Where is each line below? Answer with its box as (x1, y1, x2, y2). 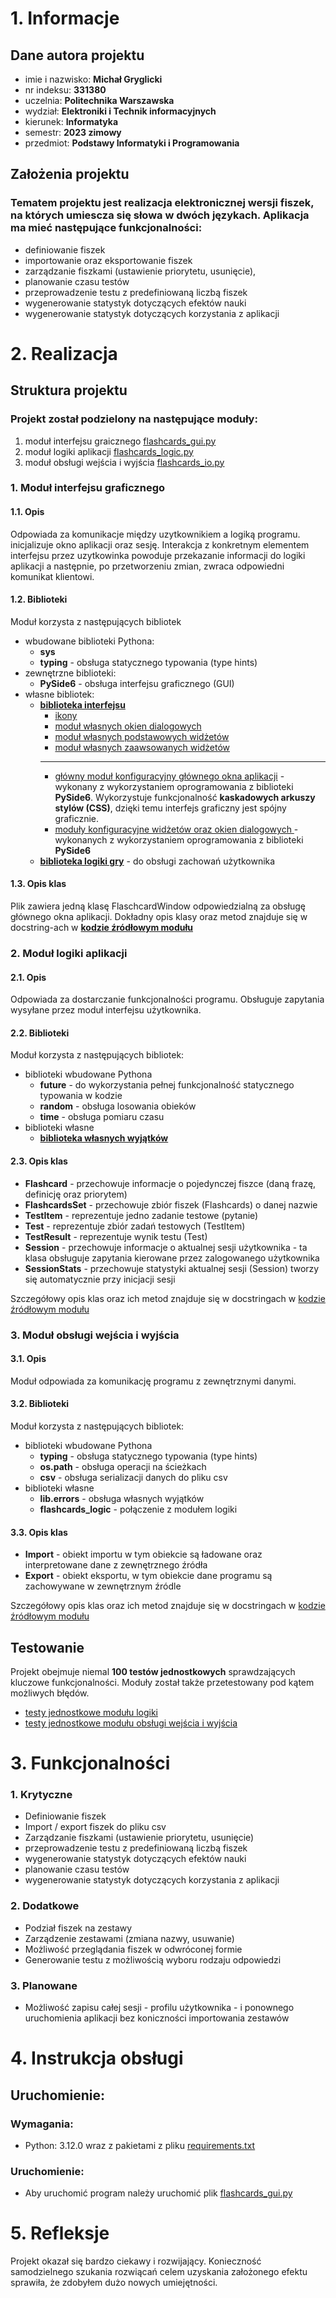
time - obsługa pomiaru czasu (39, 1111, 165, 1123)
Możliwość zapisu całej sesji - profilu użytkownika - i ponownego (24, 2002, 295, 2014)
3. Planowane (10, 1978, 78, 1992)
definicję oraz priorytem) (24, 1188, 128, 1200)
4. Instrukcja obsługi (10, 2047, 184, 2070)
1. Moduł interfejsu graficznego (10, 481, 166, 495)
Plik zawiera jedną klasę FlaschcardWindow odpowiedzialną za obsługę (10, 900, 307, 912)
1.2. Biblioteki (10, 593, 68, 606)
